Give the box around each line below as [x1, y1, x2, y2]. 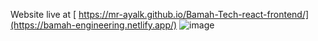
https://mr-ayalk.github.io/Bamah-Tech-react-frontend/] [78, 9, 310, 20]
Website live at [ [10, 9, 77, 20]
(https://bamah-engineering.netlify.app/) [10, 19, 178, 31]
